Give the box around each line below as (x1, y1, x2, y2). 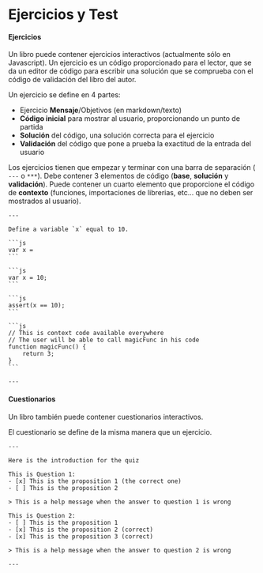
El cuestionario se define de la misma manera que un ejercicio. (8, 427, 212, 436)
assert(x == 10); (8, 302, 66, 310)
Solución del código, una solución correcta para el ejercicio (19, 130, 215, 140)
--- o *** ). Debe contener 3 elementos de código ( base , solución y (8, 172, 229, 181)
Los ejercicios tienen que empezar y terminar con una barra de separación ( (8, 163, 256, 172)
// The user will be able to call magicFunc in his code (8, 336, 200, 345)
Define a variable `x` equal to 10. (8, 225, 129, 234)
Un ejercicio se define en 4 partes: (8, 90, 121, 100)
